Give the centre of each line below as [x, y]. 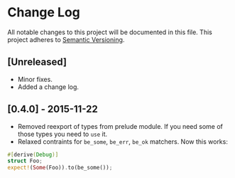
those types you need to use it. [62, 134]
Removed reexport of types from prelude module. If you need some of [120, 126]
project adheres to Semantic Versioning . [66, 39]
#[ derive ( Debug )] [33, 155]
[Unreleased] [37, 62]
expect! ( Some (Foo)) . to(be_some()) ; [60, 168]
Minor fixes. [35, 79]
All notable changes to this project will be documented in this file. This [110, 32]
